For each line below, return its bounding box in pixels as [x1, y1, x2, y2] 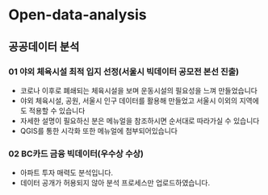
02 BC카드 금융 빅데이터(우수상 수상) [8, 147, 144, 159]
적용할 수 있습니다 [28, 106, 86, 115]
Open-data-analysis [8, 6, 147, 24]
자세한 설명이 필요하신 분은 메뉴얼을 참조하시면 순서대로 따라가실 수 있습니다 [19, 115, 260, 126]
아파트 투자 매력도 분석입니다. [19, 168, 114, 178]
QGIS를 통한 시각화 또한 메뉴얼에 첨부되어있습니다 [19, 126, 178, 135]
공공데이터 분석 [8, 39, 80, 53]
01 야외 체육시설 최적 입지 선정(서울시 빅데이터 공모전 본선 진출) [8, 66, 240, 77]
